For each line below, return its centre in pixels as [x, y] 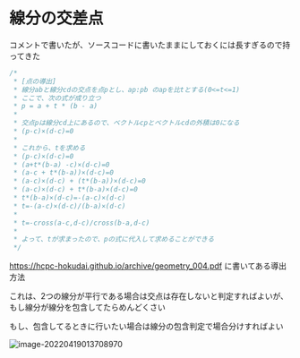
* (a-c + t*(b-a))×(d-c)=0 [64, 173]
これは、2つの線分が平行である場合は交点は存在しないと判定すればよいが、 [149, 296]
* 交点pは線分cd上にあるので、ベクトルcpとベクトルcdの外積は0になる [126, 123]
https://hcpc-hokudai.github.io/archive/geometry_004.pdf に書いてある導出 [148, 266]
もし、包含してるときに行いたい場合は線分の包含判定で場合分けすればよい [146, 327]
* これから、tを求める [49, 148]
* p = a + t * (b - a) [56, 107]
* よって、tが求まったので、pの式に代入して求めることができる [114, 239]
